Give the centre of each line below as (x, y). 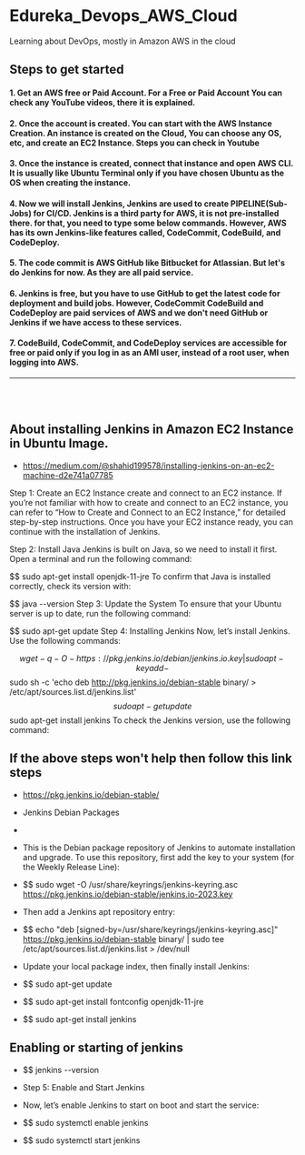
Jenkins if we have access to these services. (96, 322)
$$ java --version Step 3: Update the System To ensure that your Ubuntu (146, 603)
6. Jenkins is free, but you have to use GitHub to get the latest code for (145, 293)
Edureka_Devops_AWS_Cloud (123, 16)
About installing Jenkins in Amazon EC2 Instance (152, 430)
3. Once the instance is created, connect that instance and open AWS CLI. (151, 164)
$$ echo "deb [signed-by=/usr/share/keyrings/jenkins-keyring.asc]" (150, 929)
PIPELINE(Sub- (259, 203)
